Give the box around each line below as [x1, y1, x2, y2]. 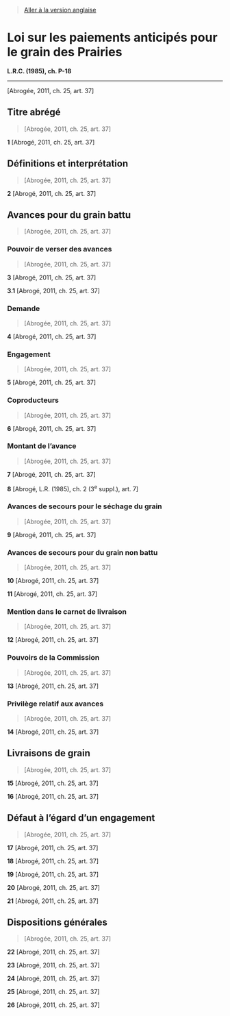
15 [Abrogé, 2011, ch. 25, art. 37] [7, 779, 99, 787]
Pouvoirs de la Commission [7, 653, 100, 662]
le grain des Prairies [7, 45, 123, 60]
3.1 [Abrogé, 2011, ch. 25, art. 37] [7, 286, 101, 295]
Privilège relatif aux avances [7, 699, 104, 708]
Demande [7, 303, 40, 313]
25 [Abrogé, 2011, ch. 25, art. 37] [7, 988, 100, 996]
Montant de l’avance [7, 441, 77, 451]
